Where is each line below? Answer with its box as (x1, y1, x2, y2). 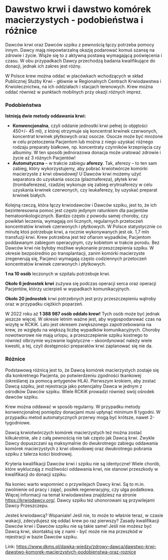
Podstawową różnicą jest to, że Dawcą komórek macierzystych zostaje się (5, 367, 159, 373)
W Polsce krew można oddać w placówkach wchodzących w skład (5, 73, 143, 79)
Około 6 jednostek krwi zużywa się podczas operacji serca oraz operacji (5, 281, 156, 287)
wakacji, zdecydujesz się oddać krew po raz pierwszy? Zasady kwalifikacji (5, 518, 159, 524)
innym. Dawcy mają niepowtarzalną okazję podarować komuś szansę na (5, 47, 155, 53)
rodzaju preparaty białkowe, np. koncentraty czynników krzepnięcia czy (12, 144, 161, 150)
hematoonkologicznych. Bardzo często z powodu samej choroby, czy (5, 213, 148, 219)
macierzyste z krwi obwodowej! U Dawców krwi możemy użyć (12, 171, 142, 177)
